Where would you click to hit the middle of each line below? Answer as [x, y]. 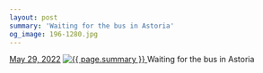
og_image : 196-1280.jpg [54, 34]
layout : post [34, 17]
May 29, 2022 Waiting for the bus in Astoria [132, 60]
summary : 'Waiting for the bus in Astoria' [92, 26]
